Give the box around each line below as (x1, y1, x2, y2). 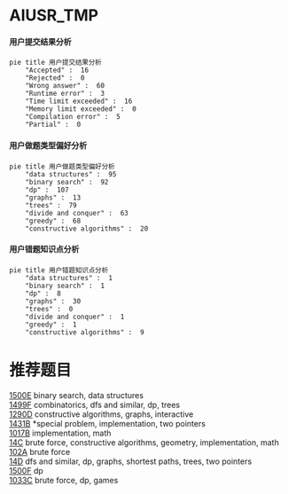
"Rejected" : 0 (25, 74, 86, 82)
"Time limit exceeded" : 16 (25, 97, 133, 106)
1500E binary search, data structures (9, 389, 144, 400)
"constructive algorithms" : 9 (25, 327, 144, 337)
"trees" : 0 (25, 304, 74, 313)
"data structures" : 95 (25, 169, 117, 178)
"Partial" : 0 (25, 121, 82, 129)
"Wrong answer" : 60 (25, 82, 105, 90)
